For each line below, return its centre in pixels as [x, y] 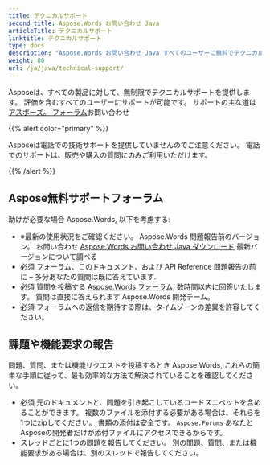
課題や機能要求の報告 [61, 344]
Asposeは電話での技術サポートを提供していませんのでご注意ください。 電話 [134, 145]
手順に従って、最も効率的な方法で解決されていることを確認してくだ [134, 376]
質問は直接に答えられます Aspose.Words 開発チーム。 [125, 296]
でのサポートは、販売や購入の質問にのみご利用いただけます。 [110, 154]
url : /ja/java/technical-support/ [66, 68]
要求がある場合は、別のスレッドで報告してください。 [115, 453]
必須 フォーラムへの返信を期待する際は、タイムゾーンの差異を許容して [137, 307]
